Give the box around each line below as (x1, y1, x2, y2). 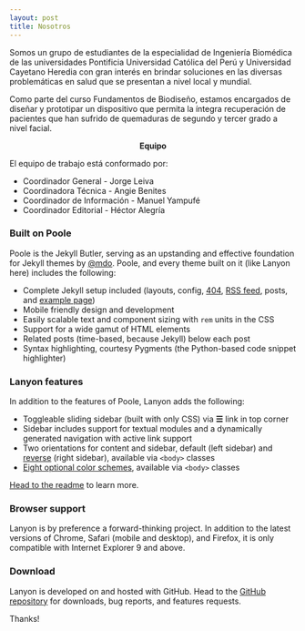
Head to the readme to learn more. (9, 480, 139, 491)
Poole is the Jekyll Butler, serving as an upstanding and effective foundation (9, 248, 295, 259)
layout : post (9, 13, 59, 23)
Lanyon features (9, 375, 84, 388)
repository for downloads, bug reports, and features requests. (9, 595, 241, 606)
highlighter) (22, 352, 66, 363)
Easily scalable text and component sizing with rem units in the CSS (22, 313, 275, 324)
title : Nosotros (9, 22, 71, 31)
